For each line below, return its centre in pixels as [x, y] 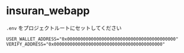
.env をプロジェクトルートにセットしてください [64, 28]
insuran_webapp [48, 11]
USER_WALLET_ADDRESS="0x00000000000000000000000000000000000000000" [92, 39]
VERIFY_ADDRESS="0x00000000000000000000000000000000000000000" [86, 44]
